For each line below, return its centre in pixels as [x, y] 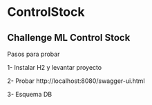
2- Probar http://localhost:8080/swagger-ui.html [76, 81]
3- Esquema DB [30, 94]
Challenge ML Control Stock [69, 38]
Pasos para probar [34, 54]
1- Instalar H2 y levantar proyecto [55, 67]
